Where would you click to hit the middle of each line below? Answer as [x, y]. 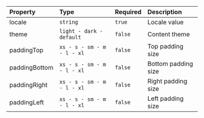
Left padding [165, 98]
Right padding [167, 81]
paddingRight [29, 85]
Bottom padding [170, 64]
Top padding [165, 46]
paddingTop [26, 50]
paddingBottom [31, 67]
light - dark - [81, 31]
